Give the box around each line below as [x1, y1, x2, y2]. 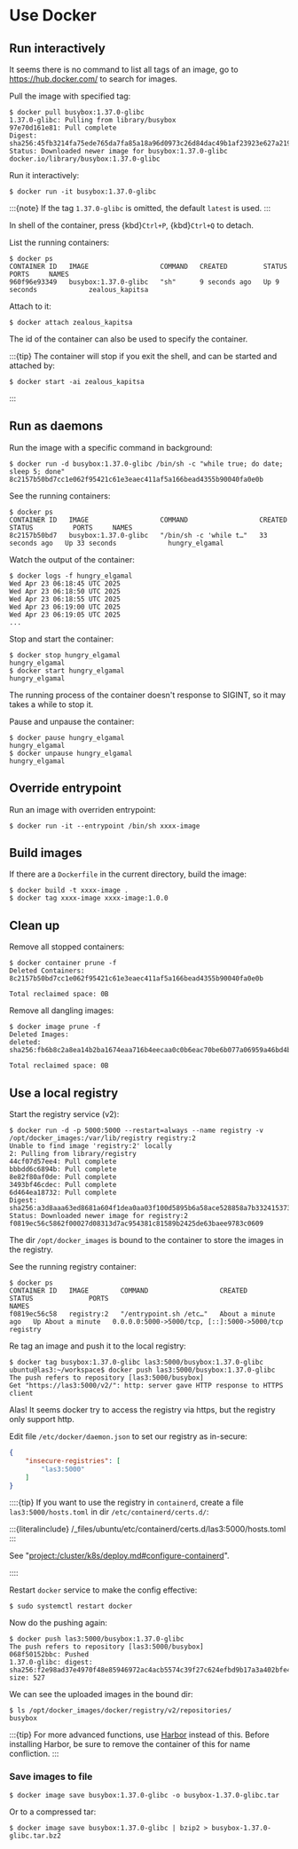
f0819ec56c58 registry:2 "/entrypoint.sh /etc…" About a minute [9, 1310, 276, 1318]
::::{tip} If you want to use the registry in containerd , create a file [9, 1497, 244, 1508]
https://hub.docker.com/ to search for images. [9, 74, 177, 84]
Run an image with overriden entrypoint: [9, 804, 157, 814]
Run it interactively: [9, 170, 80, 180]
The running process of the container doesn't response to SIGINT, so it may [9, 689, 286, 700]
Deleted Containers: [9, 966, 86, 976]
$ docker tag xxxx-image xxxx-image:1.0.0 [9, 893, 169, 903]
